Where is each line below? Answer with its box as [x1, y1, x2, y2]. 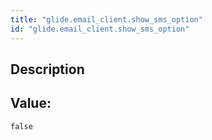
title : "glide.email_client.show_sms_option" [10, 14, 203, 25]
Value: [10, 95, 52, 112]
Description [10, 61, 85, 78]
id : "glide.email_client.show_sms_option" [10, 24, 190, 34]
